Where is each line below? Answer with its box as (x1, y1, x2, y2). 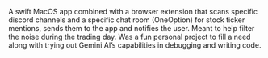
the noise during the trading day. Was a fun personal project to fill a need (8, 32, 251, 41)
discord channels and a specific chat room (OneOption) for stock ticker (8, 15, 245, 25)
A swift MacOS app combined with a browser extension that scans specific (8, 7, 258, 16)
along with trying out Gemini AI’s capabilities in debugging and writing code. (8, 41, 262, 50)
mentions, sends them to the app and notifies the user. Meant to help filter (8, 24, 255, 33)
